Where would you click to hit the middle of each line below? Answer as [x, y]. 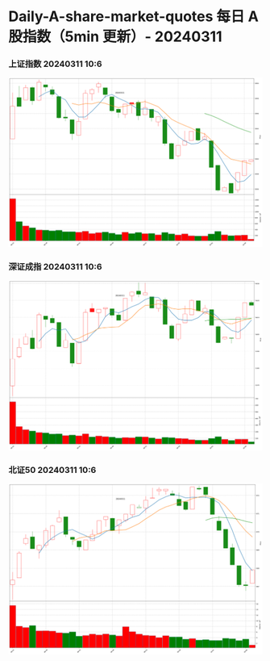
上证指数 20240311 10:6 [55, 64]
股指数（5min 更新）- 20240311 [116, 37]
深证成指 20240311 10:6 [55, 267]
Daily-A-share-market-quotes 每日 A [134, 17]
